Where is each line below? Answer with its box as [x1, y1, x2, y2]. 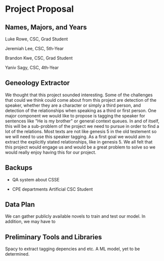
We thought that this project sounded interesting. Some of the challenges [5, 92, 153, 98]
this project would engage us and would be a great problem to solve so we [5, 144, 156, 150]
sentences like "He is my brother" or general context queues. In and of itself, [5, 118, 160, 124]
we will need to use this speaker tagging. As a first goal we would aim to [5, 134, 151, 140]
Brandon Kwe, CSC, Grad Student [5, 55, 73, 61]
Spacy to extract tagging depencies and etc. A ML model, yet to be [5, 246, 141, 252]
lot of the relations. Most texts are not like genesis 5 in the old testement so [5, 128, 157, 134]
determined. [5, 251, 30, 257]
